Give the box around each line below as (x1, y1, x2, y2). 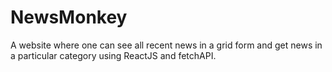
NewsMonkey (10, 6, 128, 29)
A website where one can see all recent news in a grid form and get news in (10, 39, 323, 51)
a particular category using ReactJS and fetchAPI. (10, 49, 217, 61)
